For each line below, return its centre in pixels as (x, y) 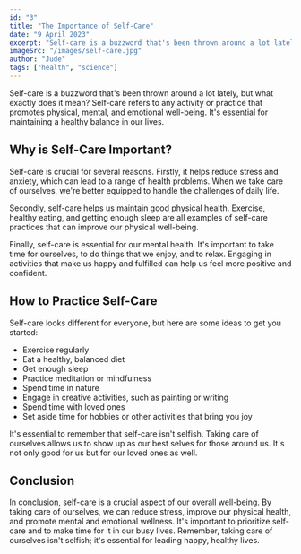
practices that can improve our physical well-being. (104, 227)
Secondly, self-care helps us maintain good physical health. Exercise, (138, 208)
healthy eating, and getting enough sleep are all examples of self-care (139, 217)
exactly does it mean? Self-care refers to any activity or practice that (136, 102)
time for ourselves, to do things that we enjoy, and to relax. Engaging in (140, 254)
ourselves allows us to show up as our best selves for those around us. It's (147, 443)
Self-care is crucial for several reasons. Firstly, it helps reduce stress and (144, 171)
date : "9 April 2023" (50, 34)
